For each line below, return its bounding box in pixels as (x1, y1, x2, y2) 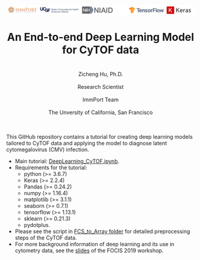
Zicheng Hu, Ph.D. (78, 70, 123, 77)
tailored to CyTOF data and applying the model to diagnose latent (6, 139, 168, 147)
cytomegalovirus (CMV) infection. (6, 146, 90, 153)
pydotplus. (23, 221, 50, 228)
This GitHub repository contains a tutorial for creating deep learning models (6, 133, 193, 140)
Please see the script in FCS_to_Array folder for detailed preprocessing (14, 228, 190, 235)
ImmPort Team (83, 95, 119, 103)
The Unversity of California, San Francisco (48, 109, 153, 116)
